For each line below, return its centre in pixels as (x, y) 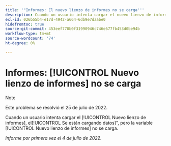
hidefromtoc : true (25, 24)
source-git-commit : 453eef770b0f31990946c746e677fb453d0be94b (73, 29)
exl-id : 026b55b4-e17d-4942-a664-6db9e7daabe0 (55, 19)
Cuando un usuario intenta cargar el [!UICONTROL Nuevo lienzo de (76, 117)
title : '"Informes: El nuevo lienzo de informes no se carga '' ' (75, 10)
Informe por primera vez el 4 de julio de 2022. (53, 138)
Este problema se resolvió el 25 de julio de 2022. (56, 107)
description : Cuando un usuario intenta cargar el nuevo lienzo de (78, 15)
